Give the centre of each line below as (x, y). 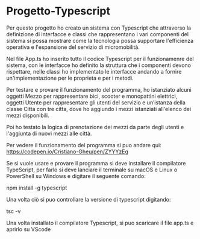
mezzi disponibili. (28, 115)
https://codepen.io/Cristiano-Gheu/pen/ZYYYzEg (67, 151)
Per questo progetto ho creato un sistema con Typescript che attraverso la (99, 28)
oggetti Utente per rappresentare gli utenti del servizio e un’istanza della (96, 102)
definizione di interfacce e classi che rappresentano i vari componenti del (97, 34)
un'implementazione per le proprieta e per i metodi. (70, 78)
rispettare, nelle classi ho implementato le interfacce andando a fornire (94, 71)
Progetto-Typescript (58, 11)
